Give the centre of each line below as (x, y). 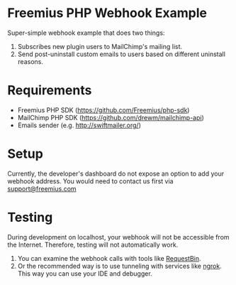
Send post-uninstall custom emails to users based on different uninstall (121, 54)
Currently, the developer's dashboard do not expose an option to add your (116, 173)
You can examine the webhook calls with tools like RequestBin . (109, 258)
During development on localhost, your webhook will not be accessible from (118, 237)
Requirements (50, 91)
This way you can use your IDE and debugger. (85, 273)
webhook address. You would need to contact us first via (90, 181)
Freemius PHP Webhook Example (107, 13)
